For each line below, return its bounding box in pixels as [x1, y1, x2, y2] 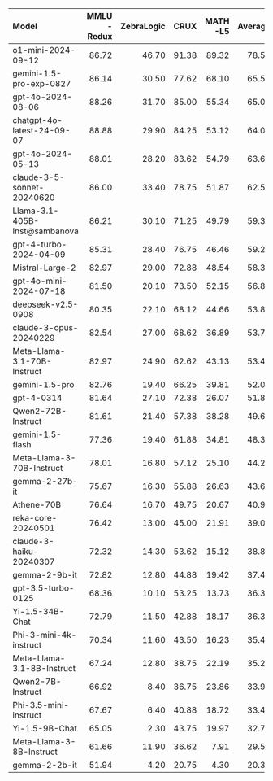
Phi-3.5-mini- [12, 700, 69, 710]
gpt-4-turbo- [12, 239, 67, 250]
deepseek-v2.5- [12, 299, 79, 310]
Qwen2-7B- [12, 676, 62, 687]
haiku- [12, 546, 39, 556]
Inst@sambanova [12, 225, 79, 237]
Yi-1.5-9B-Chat [12, 723, 77, 734]
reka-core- [12, 513, 58, 523]
